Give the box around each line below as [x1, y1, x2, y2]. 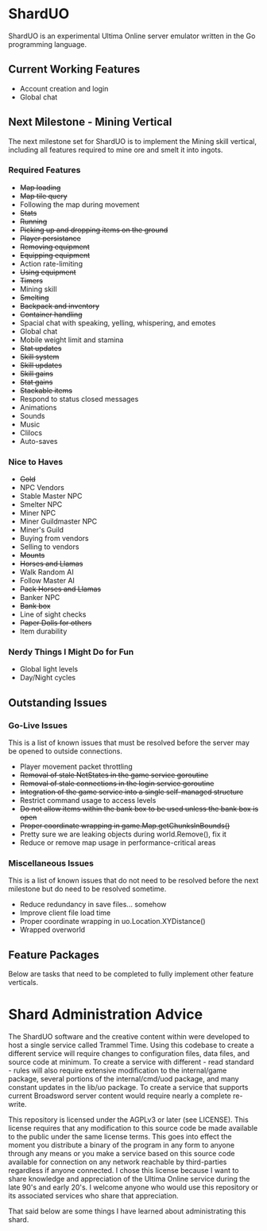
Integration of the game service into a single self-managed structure [19, 787, 244, 797]
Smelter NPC [19, 500, 63, 509]
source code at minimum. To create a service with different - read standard [8, 1058, 254, 1067]
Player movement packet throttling [19, 762, 133, 772]
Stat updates [19, 343, 62, 353]
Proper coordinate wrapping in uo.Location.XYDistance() [19, 917, 206, 926]
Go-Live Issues [8, 719, 68, 730]
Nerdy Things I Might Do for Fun [8, 646, 134, 657]
